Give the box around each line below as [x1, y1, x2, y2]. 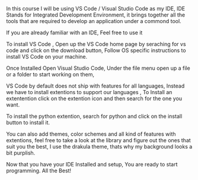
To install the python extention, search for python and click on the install [6, 112, 183, 120]
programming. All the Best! [6, 167, 72, 174]
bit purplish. [6, 149, 36, 156]
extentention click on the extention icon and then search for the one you [6, 95, 183, 102]
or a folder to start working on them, [6, 71, 95, 78]
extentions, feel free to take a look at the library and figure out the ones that [6, 137, 191, 144]
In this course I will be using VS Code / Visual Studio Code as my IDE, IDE [6, 5, 186, 12]
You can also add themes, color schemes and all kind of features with [6, 130, 176, 137]
